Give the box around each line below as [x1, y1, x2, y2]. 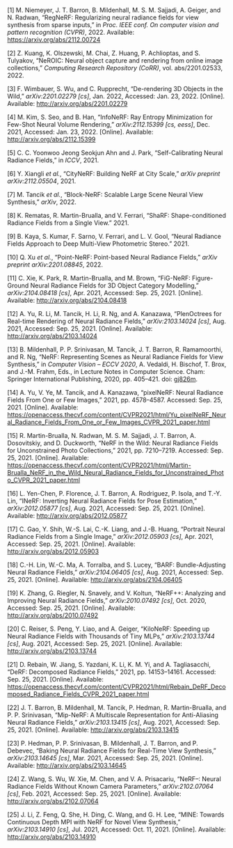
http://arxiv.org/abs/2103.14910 [7, 833, 96, 841]
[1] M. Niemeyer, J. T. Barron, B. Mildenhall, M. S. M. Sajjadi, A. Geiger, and [7, 6, 221, 14]
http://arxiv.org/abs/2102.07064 [7, 797, 99, 805]
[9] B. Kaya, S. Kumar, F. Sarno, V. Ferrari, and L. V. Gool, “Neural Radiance [7, 233, 221, 240]
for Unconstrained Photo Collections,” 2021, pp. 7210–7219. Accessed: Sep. [7, 446, 224, 455]
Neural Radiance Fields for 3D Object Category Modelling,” [30, 281, 200, 290]
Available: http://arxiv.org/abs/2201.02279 [7, 100, 128, 107]
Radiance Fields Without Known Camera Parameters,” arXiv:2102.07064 [7, 783, 214, 790]
